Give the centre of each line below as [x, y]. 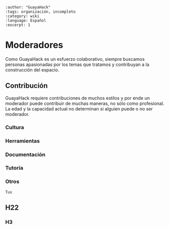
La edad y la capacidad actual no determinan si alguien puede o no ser [79, 108]
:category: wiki [22, 16]
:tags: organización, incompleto [40, 12]
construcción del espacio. [32, 70]
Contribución [27, 86]
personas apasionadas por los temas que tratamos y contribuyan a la [77, 64]
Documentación [25, 155]
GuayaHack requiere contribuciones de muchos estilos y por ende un [78, 98]
